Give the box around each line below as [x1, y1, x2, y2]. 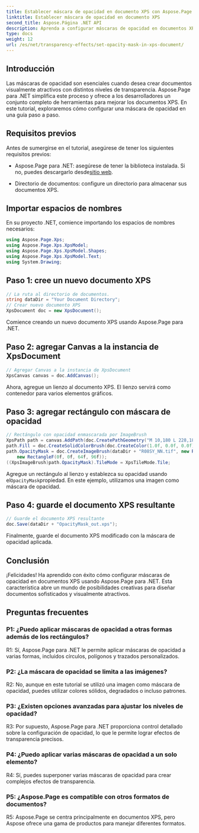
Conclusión [6, 556, 50, 566]
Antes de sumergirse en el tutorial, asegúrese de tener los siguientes [6, 144, 174, 152]
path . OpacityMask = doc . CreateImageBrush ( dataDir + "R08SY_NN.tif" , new [6, 449, 190, 455]
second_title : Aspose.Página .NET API [6, 20, 102, 26]
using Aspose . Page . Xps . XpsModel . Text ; [6, 253, 102, 259]
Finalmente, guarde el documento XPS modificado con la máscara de [6, 532, 175, 539]
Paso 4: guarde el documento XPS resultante [6, 500, 175, 510]
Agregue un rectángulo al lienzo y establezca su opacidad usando [6, 470, 168, 477]
